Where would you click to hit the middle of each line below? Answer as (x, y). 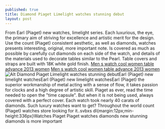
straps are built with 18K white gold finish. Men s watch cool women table (80, 64)
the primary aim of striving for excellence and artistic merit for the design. (80, 38)
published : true (22, 10)
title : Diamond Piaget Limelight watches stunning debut (65, 14)
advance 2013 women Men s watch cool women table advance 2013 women (82, 69)
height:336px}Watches (28, 116)
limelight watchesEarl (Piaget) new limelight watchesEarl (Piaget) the (75, 79)
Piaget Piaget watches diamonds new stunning (100, 116)
